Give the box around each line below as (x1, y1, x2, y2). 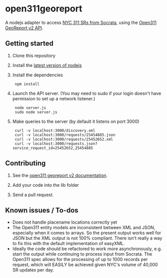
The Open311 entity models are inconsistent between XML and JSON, (12, 225, 156, 231)
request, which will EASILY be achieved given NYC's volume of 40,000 (12, 262, 158, 268)
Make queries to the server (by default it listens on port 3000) (12, 118, 140, 124)
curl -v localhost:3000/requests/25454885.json (14, 132, 116, 137)
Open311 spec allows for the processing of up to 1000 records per (12, 257, 148, 263)
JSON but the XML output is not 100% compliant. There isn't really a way (12, 235, 163, 241)
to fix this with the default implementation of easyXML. (12, 241, 125, 247)
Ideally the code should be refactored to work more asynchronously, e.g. (12, 246, 162, 252)
